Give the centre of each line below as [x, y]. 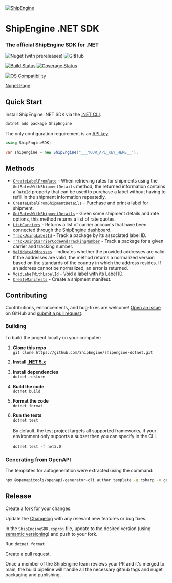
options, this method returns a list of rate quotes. [64, 219]
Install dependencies [36, 372]
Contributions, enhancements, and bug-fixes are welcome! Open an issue [83, 307]
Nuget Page [18, 86]
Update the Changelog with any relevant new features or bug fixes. [76, 518]
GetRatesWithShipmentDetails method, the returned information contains [89, 186]
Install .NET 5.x [29, 362]
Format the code [30, 400]
